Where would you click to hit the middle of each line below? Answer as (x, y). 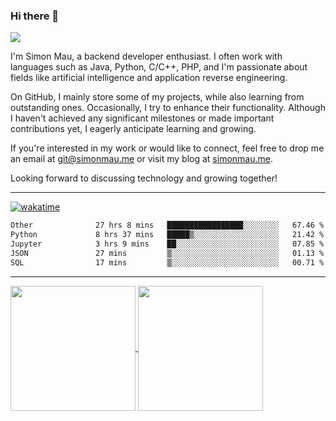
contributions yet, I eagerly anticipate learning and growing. (133, 129)
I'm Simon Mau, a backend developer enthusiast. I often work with (146, 56)
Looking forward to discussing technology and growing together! (144, 178)
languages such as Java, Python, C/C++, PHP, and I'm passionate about (159, 67)
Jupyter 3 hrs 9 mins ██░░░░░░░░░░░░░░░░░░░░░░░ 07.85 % (167, 244)
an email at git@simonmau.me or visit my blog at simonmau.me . (141, 159)
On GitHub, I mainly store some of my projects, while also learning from (157, 97)
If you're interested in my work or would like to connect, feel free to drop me (167, 148)
